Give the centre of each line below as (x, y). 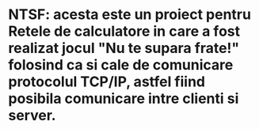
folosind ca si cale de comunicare (121, 65)
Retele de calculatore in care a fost (124, 31)
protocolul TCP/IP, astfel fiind (107, 82)
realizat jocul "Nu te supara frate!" (124, 48)
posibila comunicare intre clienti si (124, 99)
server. (32, 116)
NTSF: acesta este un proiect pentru (130, 15)
